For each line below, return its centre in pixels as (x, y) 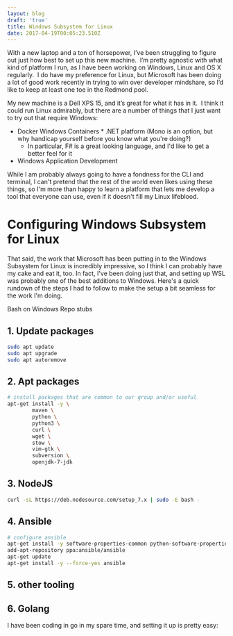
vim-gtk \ (46, 449)
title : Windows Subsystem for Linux (60, 26)
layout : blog (26, 14)
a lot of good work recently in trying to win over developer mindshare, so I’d (115, 82)
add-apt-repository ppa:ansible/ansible (67, 551)
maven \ (43, 411)
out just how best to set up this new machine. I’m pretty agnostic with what (115, 60)
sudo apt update (31, 347)
